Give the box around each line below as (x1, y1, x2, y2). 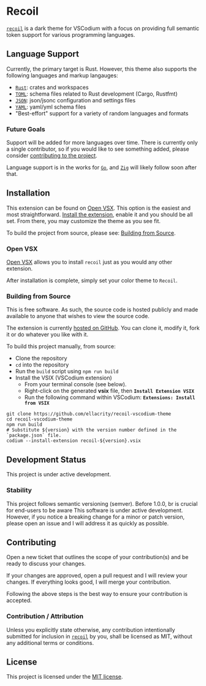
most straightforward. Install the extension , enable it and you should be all (6, 210, 193, 218)
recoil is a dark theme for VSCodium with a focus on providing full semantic (6, 25, 200, 32)
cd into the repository (15, 361, 69, 368)
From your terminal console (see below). (24, 381, 127, 388)
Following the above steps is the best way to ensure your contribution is (6, 590, 188, 598)
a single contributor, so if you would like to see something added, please (6, 145, 189, 153)
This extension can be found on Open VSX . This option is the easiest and (6, 204, 191, 212)
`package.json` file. (6, 432, 62, 439)
